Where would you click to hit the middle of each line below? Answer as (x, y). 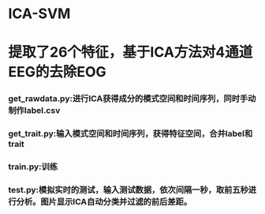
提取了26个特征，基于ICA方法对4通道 (131, 53)
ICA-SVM (39, 14)
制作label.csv (34, 111)
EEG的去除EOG (57, 72)
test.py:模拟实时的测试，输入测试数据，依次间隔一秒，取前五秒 (128, 190)
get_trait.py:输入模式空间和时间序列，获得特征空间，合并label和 (131, 133)
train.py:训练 (33, 167)
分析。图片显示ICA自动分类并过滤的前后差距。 (104, 202)
